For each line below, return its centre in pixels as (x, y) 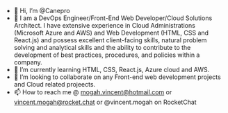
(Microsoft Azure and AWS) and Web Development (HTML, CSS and (111, 33)
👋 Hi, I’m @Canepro (42, 11)
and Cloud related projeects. (55, 84)
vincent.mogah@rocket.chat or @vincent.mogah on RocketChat (105, 102)
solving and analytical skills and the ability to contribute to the (102, 47)
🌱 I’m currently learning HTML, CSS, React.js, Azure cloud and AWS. (112, 70)
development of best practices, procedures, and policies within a (107, 55)
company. (28, 62)
